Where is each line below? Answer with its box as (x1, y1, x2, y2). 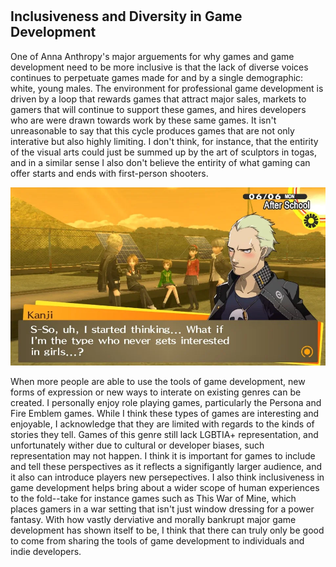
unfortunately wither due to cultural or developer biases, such (10, 439, 265, 452)
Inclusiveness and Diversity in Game (10, 8, 243, 25)
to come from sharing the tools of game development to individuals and (10, 535, 305, 547)
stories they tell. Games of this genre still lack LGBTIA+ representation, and (10, 429, 319, 441)
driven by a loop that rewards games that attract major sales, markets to (10, 93, 307, 105)
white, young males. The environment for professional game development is (10, 82, 324, 94)
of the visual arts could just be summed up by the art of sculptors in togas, (10, 146, 317, 158)
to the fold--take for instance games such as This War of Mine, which (10, 493, 297, 505)
